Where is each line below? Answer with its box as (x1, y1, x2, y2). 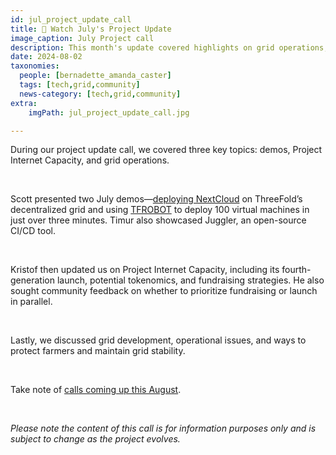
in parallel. (10, 296, 53, 308)
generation (10, 274, 55, 286)
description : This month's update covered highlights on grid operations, (10, 42, 329, 53)
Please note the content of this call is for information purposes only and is (10, 422, 317, 435)
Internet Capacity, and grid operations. (10, 154, 170, 166)
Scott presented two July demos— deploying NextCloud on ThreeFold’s (10, 193, 303, 205)
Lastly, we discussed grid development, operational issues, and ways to (10, 334, 307, 346)
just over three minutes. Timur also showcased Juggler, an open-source (10, 214, 307, 226)
